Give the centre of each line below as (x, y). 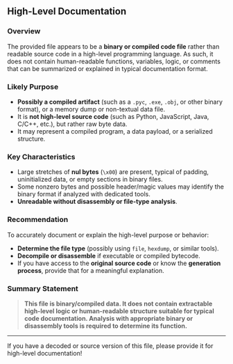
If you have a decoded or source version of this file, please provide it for (110, 346)
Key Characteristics (41, 157)
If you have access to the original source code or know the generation (119, 263)
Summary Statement (43, 288)
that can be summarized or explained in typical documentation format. (107, 68)
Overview (24, 31)
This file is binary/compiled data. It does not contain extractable (118, 303)
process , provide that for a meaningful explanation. (90, 270)
